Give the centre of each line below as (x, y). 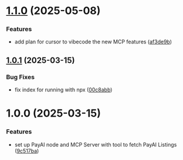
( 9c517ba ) (27, 151)
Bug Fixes (21, 77)
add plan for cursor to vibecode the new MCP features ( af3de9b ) (93, 42)
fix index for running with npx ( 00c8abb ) (63, 90)
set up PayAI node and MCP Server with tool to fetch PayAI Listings (96, 144)
